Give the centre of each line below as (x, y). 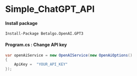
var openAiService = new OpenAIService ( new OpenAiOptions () (69, 55)
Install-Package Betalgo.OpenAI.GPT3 (44, 34)
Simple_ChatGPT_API (50, 9)
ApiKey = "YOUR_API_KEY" (41, 65)
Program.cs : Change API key (36, 44)
